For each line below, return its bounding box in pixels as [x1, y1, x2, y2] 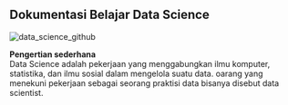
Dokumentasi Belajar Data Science [9, 7, 210, 23]
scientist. [9, 87, 44, 98]
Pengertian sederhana [9, 49, 97, 60]
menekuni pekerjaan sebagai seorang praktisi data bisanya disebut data [9, 77, 280, 89]
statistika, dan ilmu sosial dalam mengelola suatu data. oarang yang [9, 68, 263, 79]
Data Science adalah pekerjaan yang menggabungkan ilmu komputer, [9, 58, 271, 69]
